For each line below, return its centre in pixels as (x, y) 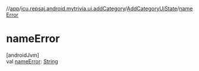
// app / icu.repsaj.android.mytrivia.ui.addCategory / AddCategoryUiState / (93, 9)
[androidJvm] (23, 55)
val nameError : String (32, 61)
